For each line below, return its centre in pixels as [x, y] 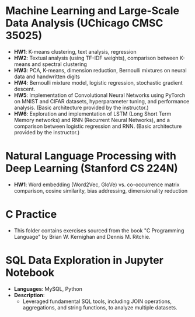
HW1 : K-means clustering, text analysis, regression [75, 51]
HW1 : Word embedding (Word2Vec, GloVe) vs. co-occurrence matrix [97, 184]
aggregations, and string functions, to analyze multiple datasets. [100, 307]
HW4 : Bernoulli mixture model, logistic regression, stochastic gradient [98, 82]
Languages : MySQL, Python [48, 289]
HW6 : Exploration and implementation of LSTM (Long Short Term [93, 114]
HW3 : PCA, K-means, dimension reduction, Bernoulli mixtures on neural [100, 70]
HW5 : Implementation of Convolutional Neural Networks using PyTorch [99, 95]
